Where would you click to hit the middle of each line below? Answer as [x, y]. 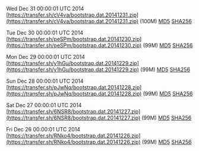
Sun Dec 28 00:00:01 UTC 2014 [45, 81]
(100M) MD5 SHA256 [165, 21]
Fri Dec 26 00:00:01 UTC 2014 [43, 129]
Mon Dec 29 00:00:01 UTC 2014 [45, 57]
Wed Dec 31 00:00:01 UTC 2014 [45, 9]
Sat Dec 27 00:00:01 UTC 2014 [44, 105]
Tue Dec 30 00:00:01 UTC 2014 [45, 33]
